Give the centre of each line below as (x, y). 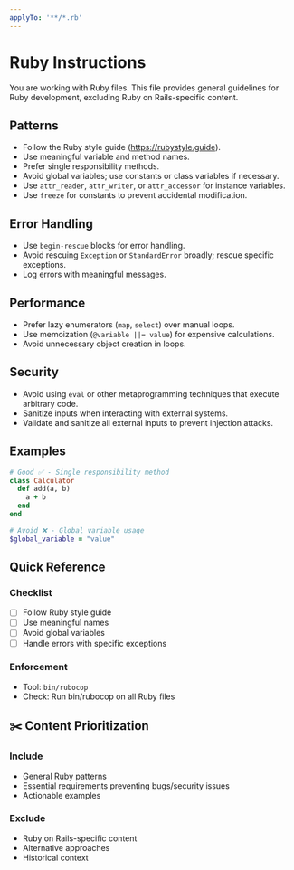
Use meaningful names (66, 623)
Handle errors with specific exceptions (95, 643)
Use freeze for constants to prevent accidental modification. (135, 195)
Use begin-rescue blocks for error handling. (104, 246)
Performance (47, 303)
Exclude (28, 818)
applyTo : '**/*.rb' (46, 18)
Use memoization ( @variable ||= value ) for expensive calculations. (148, 334)
